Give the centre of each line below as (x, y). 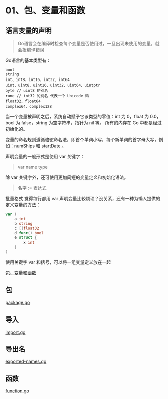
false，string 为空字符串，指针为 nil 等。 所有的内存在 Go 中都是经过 (91, 123)
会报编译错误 (31, 50)
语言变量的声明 (28, 30)
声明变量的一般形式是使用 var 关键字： (45, 157)
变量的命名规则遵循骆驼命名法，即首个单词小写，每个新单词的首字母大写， (82, 140)
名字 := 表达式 (32, 188)
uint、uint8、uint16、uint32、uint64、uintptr (53, 85)
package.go (18, 302)
